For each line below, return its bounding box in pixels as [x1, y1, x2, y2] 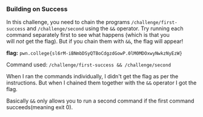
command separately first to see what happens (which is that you [6, 31, 170, 39]
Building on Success [6, 5, 68, 13]
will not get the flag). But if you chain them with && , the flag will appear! [6, 38, 184, 45]
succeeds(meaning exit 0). [6, 104, 73, 111]
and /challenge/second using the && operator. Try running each [27, 25, 184, 32]
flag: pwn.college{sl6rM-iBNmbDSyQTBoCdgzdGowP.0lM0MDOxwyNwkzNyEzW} [6, 49, 183, 57]
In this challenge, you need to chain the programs [6, 19, 130, 26]
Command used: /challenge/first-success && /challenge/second [6, 61, 171, 68]
